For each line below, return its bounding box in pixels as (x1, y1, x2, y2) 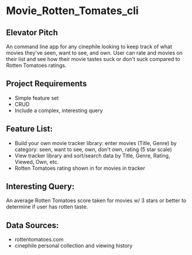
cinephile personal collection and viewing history (14, 242, 133, 249)
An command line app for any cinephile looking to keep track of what (6, 43, 173, 50)
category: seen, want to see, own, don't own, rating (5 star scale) (14, 146, 173, 153)
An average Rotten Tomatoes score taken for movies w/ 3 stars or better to (6, 197, 187, 204)
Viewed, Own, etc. (14, 158, 59, 165)
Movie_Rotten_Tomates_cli (6, 4, 139, 18)
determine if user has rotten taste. (6, 203, 88, 210)
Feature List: (6, 124, 53, 134)
